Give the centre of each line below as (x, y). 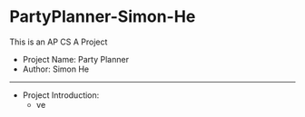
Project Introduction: (61, 95)
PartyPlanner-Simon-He (103, 17)
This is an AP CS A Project (59, 42)
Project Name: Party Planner (76, 59)
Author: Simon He (56, 69)
